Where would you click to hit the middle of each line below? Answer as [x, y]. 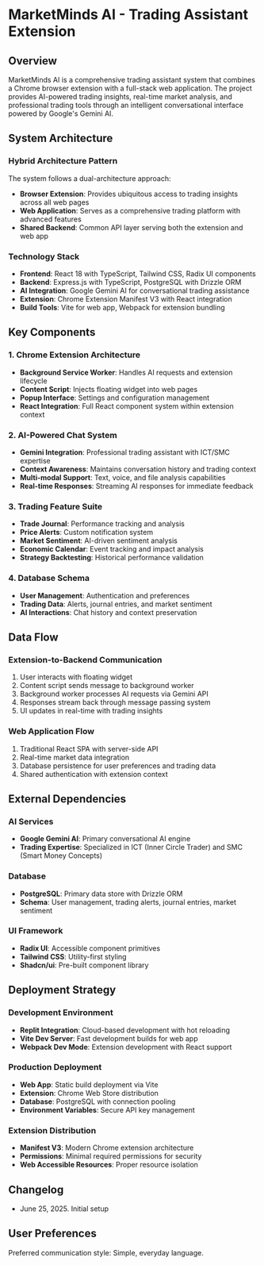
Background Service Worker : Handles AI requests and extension [126, 372]
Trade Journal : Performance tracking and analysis [102, 524]
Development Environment [61, 1013]
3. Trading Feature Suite [55, 506]
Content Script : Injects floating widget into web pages [109, 389]
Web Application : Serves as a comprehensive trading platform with [130, 210]
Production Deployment [55, 1067]
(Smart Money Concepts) [61, 856]
